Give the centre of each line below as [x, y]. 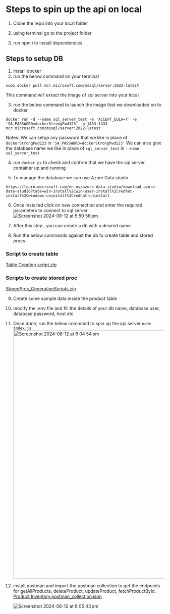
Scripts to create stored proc [42, 278]
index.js [22, 328]
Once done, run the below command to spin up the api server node [82, 324]
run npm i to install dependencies [48, 43]
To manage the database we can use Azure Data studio [71, 177]
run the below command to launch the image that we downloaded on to [87, 105]
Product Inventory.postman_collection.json [58, 596]
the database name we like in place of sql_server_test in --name [72, 148]
